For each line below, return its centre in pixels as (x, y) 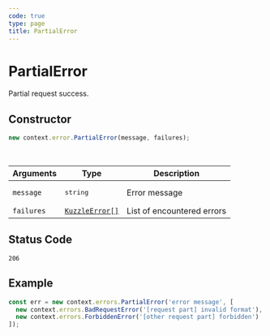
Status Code (41, 240)
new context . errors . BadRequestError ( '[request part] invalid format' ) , (139, 309)
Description (177, 173)
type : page (27, 24)
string (77, 192)
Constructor (40, 119)
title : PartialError (43, 31)
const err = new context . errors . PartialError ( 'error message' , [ (121, 302)
